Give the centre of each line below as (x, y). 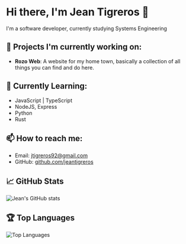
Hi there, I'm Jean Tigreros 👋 (78, 12)
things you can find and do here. (54, 67)
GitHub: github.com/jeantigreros (54, 162)
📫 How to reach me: (44, 138)
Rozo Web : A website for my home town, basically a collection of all (97, 61)
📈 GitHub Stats (35, 181)
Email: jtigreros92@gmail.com (51, 155)
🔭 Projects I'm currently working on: (74, 47)
